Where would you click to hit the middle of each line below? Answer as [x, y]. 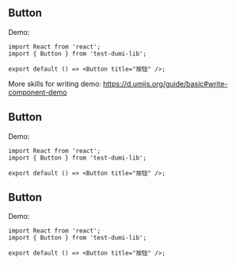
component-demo [38, 92]
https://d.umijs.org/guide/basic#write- [165, 83]
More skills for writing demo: [55, 83]
